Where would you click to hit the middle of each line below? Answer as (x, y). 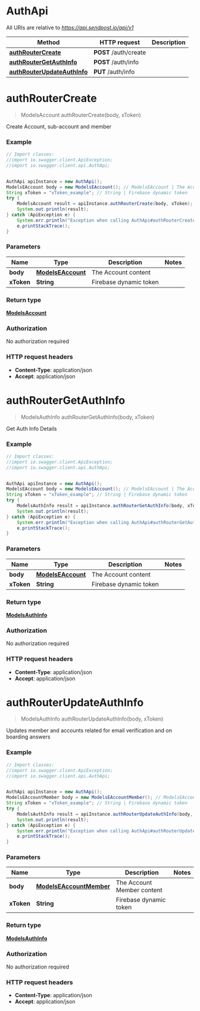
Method (49, 42)
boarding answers (28, 737)
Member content (139, 890)
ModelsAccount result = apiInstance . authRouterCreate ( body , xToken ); (105, 204)
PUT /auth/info (114, 72)
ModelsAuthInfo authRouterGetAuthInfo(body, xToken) (87, 417)
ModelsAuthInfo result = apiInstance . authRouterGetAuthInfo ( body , (101, 506)
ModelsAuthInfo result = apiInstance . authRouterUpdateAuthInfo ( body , (105, 814)
